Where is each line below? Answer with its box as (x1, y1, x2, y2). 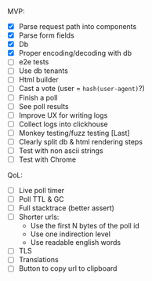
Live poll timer (18, 186, 65, 195)
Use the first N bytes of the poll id (30, 221, 140, 231)
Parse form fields (18, 31, 75, 40)
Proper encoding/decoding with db (18, 49, 132, 58)
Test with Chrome (18, 155, 76, 164)
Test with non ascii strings (18, 145, 103, 155)
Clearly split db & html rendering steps (18, 137, 143, 146)
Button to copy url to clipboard (18, 264, 118, 273)
